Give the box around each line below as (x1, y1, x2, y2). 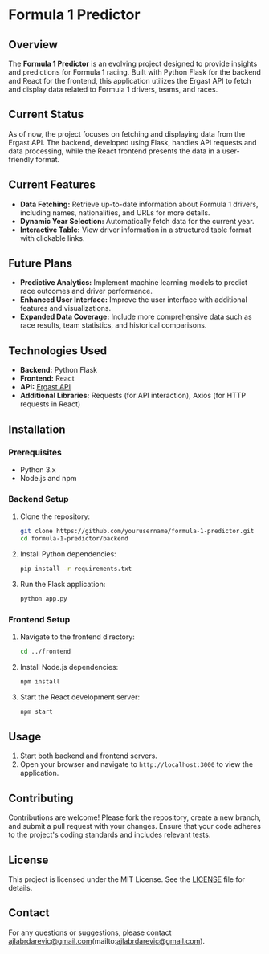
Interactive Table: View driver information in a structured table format (19, 225, 251, 234)
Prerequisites (8, 446, 62, 458)
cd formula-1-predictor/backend (19, 535, 128, 543)
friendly (8, 154, 35, 164)
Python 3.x (19, 464, 56, 475)
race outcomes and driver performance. (19, 287, 153, 296)
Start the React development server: (19, 692, 141, 702)
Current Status (8, 108, 84, 121)
